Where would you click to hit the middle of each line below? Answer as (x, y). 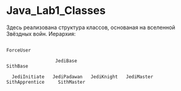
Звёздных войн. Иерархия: (41, 33)
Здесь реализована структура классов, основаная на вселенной (91, 27)
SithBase (17, 66)
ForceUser (19, 50)
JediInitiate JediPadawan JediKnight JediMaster (83, 76)
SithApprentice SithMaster (46, 82)
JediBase (66, 61)
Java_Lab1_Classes (56, 11)
